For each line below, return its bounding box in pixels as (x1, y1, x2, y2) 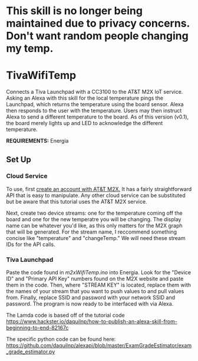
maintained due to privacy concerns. (6, 17, 190, 30)
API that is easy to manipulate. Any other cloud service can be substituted (6, 192, 186, 199)
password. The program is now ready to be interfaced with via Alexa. (6, 300, 174, 307)
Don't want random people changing (6, 29, 189, 42)
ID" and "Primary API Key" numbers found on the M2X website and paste (6, 275, 184, 283)
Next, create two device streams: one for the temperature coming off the (6, 209, 183, 216)
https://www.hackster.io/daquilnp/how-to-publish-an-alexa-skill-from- (6, 318, 178, 325)
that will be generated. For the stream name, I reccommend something (6, 228, 177, 235)
